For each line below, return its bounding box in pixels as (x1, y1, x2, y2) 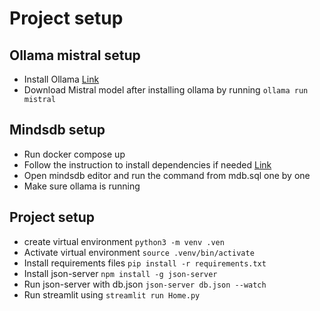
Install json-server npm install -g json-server (23, 267, 218, 279)
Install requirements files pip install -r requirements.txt (23, 257, 267, 269)
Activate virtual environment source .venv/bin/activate (23, 246, 255, 258)
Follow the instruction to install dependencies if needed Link (23, 158, 272, 171)
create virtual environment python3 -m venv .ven (23, 235, 225, 247)
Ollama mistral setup (9, 47, 141, 64)
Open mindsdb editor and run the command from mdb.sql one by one (23, 169, 311, 181)
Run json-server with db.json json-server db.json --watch (23, 278, 267, 290)
